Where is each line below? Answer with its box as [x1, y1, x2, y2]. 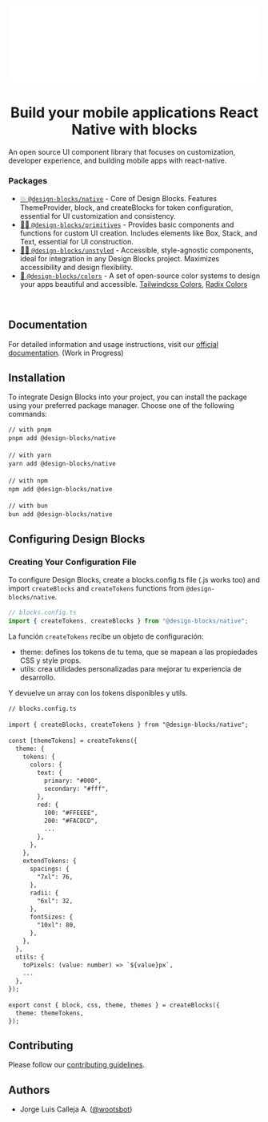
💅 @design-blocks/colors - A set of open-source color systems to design [19, 271, 261, 280]
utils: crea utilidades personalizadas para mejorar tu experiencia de [19, 664, 242, 673]
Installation [8, 371, 66, 385]
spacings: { [29, 865, 70, 873]
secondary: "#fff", [43, 785, 110, 793]
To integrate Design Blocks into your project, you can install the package [8, 392, 248, 402]
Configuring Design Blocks [8, 532, 146, 547]
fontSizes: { [29, 913, 74, 921]
